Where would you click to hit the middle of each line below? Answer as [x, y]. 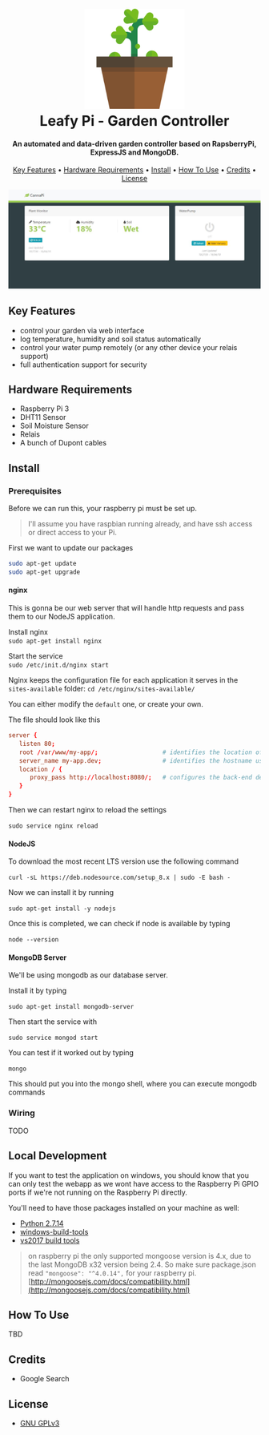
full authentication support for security [83, 365]
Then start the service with [53, 1022]
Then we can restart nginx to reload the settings [87, 810]
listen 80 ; [37, 744]
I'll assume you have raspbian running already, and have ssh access [140, 524]
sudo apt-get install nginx [55, 641]
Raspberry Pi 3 [44, 409]
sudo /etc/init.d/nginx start [59, 665]
